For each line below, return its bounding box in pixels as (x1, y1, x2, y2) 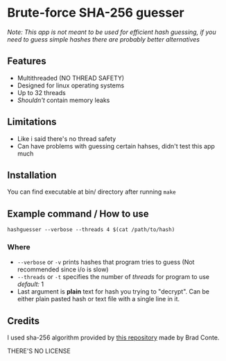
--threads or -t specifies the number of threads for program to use (17, 273, 210, 281)
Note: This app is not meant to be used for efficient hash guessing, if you (7, 28, 216, 36)
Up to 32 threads (17, 88, 66, 96)
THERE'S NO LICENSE (7, 347, 71, 355)
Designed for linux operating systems (17, 81, 125, 90)
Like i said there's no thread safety (17, 134, 116, 143)
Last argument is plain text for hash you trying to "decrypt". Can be (17, 287, 210, 296)
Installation (7, 169, 57, 181)
